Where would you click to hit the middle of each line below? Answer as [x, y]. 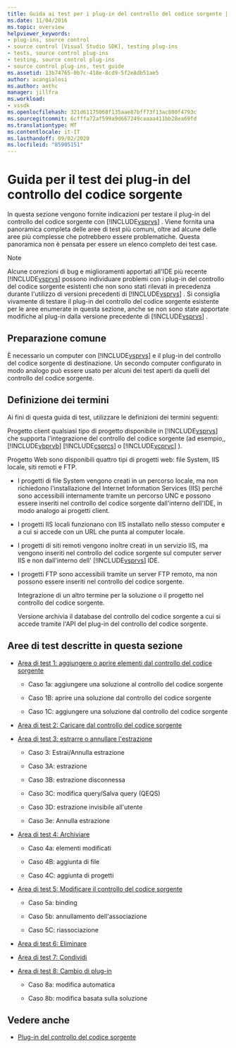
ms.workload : [26, 99]
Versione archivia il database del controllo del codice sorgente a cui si [119, 616]
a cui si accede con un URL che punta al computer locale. [101, 531]
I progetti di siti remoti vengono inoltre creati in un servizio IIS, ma [113, 545]
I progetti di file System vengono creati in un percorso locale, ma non [118, 481]
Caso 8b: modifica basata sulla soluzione [88, 998]
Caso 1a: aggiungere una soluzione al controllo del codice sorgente [125, 684]
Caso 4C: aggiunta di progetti [71, 875]
